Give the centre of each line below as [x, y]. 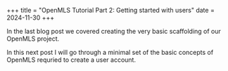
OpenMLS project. [33, 39]
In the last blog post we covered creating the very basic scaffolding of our [114, 31]
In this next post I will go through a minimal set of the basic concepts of [110, 52]
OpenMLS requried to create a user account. [71, 60]
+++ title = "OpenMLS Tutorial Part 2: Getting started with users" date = [111, 10]
